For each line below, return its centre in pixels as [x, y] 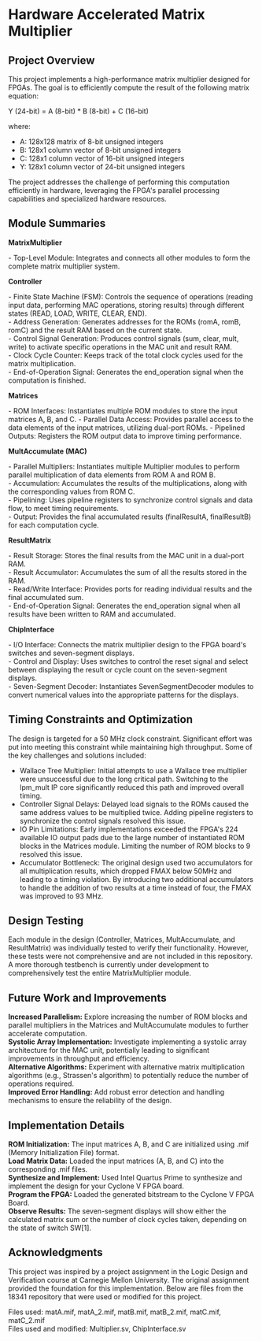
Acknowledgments [56, 1252]
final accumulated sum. [46, 597]
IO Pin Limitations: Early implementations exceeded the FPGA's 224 [129, 829]
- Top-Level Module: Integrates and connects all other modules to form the [129, 257]
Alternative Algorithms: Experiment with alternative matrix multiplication [127, 1067]
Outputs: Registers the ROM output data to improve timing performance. [125, 435]
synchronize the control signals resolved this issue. [103, 821]
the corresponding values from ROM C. [72, 491]
